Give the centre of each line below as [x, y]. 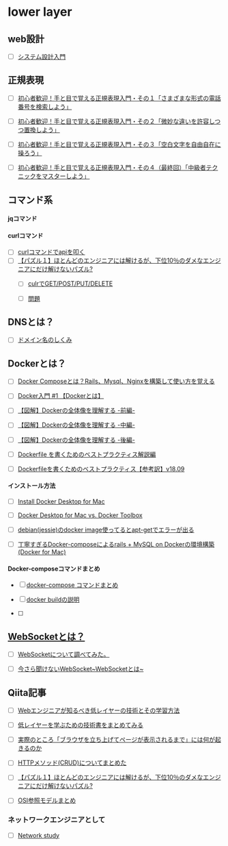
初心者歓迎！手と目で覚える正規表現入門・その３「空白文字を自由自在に [119, 144]
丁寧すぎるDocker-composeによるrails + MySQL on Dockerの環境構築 [116, 545]
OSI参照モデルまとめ [47, 800]
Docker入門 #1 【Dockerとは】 [61, 396]
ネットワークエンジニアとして [57, 820]
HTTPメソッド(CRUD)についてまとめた [72, 763]
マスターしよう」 [66, 176]
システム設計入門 [42, 57]
